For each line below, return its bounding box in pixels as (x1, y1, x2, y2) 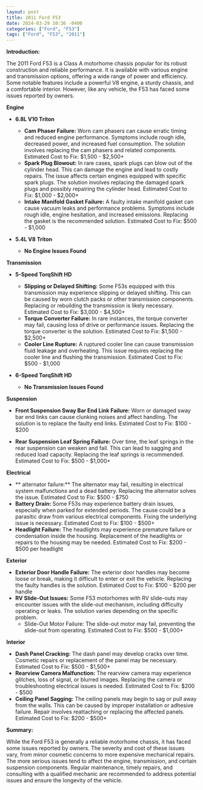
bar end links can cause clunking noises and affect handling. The (15, 413, 178, 421)
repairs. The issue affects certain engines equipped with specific (24, 172, 187, 179)
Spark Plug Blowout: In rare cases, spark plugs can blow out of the (24, 159, 193, 167)
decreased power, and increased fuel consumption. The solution (24, 140, 185, 147)
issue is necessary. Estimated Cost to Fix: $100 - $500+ (15, 520, 155, 527)
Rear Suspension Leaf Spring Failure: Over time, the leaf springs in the (15, 438, 194, 446)
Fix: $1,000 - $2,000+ (24, 192, 79, 199)
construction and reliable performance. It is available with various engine (6, 66, 188, 73)
